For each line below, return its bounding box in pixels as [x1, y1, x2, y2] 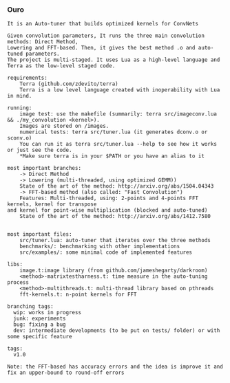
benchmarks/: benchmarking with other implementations [19, 243, 180, 250]
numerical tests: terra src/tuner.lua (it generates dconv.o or [19, 129, 208, 135]
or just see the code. [7, 146, 72, 154]
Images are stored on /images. [19, 122, 109, 130]
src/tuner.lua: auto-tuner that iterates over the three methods [19, 237, 211, 244]
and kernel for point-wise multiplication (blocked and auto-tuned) [7, 207, 208, 214]
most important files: [7, 231, 72, 238]
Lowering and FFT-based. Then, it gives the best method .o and [7, 45, 196, 52]
